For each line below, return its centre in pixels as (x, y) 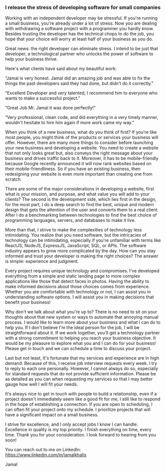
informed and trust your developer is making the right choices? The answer (82, 256)
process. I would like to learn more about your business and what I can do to (83, 323)
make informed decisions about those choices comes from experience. (78, 287)
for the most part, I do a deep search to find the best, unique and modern (80, 205)
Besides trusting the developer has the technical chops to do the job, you (80, 34)
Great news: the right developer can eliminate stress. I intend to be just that (82, 49)
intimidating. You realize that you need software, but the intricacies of (76, 235)
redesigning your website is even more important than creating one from (79, 174)
